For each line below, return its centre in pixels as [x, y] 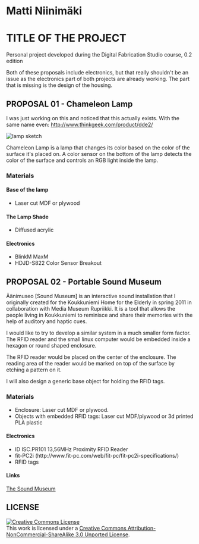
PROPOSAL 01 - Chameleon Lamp [70, 104]
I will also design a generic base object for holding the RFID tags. [86, 382]
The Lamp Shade [27, 217]
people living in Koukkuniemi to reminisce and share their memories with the [99, 315]
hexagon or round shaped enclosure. [51, 346]
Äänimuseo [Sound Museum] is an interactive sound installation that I [91, 296]
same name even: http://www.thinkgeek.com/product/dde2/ [80, 124]
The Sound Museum [31, 489]
